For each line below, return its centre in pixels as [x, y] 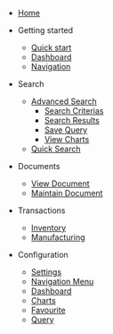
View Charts [67, 139]
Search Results [72, 120]
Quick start [51, 47]
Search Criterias [74, 111]
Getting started [45, 30]
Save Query [66, 130]
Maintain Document [67, 193]
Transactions [41, 210]
